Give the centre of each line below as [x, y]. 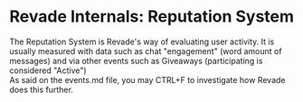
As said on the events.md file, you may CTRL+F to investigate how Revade [147, 79]
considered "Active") [48, 70]
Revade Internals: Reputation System [152, 17]
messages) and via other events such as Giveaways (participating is [136, 60]
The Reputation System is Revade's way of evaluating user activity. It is [142, 42]
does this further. [42, 89]
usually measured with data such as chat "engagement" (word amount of [146, 51]
